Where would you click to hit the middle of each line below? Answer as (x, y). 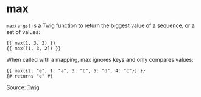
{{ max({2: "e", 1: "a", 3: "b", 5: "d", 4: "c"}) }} (76, 71)
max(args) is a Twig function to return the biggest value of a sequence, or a (100, 25)
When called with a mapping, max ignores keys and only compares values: (100, 59)
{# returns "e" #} (30, 76)
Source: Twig (23, 87)
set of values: (23, 32)
